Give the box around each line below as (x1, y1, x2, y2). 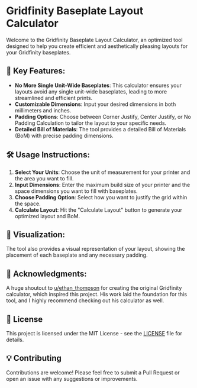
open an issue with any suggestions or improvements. (6, 375, 138, 382)
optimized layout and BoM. (14, 212, 80, 219)
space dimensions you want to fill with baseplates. (14, 187, 138, 195)
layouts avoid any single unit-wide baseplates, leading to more (14, 88, 167, 95)
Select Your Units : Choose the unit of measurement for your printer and (14, 169, 190, 176)
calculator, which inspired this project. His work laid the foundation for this (6, 291, 188, 298)
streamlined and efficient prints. (14, 94, 93, 101)
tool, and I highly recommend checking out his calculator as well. (6, 297, 164, 304)
